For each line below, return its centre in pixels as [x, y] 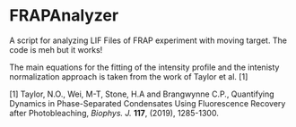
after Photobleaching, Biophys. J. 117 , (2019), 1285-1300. [114, 113]
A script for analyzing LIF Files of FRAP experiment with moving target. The [148, 40]
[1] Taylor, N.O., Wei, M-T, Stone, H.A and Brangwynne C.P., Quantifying [142, 94]
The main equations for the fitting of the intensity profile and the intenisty [144, 67]
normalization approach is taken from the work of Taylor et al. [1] [129, 76]
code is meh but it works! [56, 49]
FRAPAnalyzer [64, 16]
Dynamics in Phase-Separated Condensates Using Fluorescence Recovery [148, 103]
